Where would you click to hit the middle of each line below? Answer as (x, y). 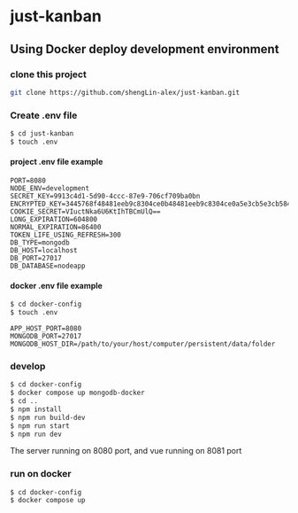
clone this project (48, 74)
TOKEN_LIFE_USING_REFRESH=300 (66, 235)
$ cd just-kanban (42, 134)
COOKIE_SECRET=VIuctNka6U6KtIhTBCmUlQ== (86, 212)
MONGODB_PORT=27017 (46, 336)
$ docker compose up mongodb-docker (77, 393)
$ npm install (36, 409)
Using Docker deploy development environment (145, 49)
